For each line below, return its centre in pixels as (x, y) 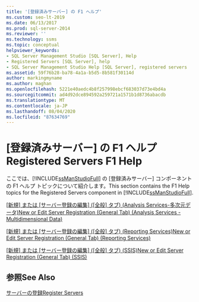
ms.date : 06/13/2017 (32, 23)
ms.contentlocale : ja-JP (37, 106)
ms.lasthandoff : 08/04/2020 (41, 111)
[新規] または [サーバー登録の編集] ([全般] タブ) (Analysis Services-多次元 (96, 205)
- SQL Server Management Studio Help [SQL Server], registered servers (97, 67)
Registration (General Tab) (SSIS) (47, 257)
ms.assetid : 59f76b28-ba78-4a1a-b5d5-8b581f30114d (70, 73)
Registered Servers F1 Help (74, 161)
